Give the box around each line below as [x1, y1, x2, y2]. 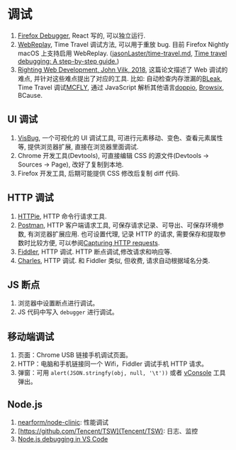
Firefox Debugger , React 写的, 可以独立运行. [17, 31, 146, 40]
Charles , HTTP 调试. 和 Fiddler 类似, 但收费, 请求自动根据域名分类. [17, 256, 210, 264]
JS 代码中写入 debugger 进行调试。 [17, 308, 118, 316]
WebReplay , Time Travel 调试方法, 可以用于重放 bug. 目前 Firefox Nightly [17, 40, 229, 48]
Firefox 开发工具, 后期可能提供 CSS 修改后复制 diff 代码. [17, 169, 180, 177]
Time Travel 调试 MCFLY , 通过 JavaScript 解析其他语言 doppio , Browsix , [17, 83, 225, 91]
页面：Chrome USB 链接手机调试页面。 [17, 351, 133, 359]
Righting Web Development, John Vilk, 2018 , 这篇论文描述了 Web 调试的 [17, 65, 228, 74]
